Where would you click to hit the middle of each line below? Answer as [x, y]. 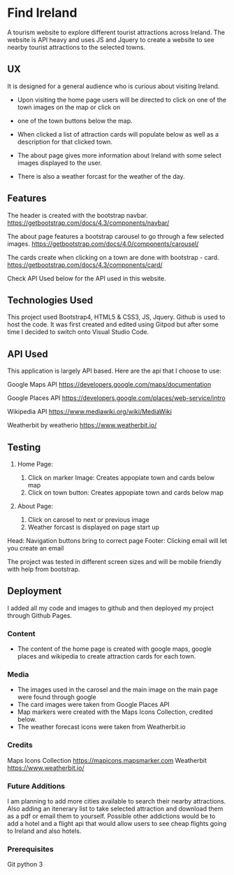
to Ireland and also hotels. [44, 831]
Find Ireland [42, 13]
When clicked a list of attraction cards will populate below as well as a [118, 134]
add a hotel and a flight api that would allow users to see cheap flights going [117, 824]
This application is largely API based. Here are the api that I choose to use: [114, 371]
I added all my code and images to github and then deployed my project [111, 608]
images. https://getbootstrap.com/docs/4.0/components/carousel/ [103, 244]
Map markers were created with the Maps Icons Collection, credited [115, 712]
